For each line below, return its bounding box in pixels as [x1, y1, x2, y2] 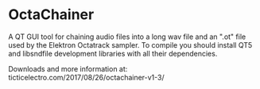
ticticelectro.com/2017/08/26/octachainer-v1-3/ [8, 72, 165, 82]
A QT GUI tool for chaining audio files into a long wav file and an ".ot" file [8, 32, 246, 41]
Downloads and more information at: [8, 64, 128, 73]
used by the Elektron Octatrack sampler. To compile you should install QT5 [8, 40, 253, 49]
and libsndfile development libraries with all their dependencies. [8, 48, 218, 58]
